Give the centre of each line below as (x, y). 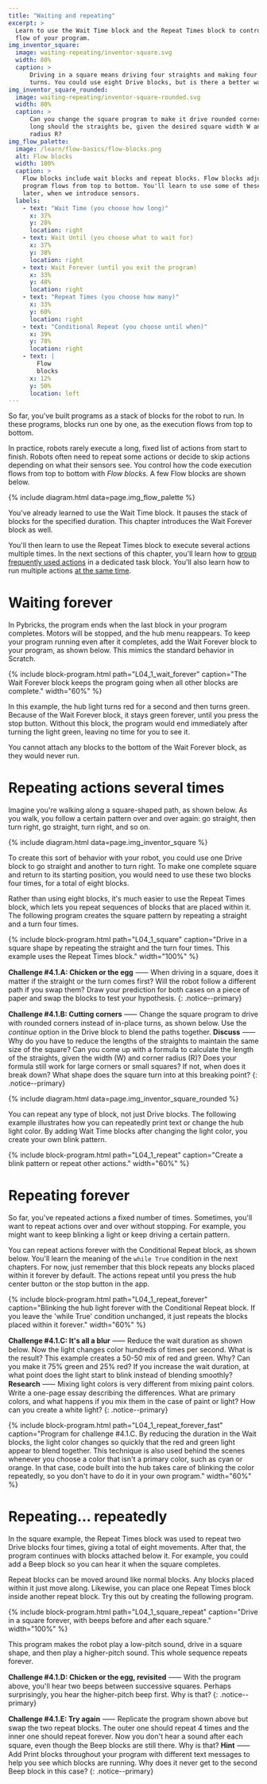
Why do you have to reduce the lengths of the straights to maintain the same (133, 1041)
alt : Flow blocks (44, 156)
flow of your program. (53, 38)
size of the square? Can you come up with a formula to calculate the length (131, 1050)
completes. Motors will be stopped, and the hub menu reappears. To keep (129, 633)
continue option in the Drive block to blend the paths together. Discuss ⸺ (132, 1032)
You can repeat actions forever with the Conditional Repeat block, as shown (132, 1250)
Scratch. (22, 659)
